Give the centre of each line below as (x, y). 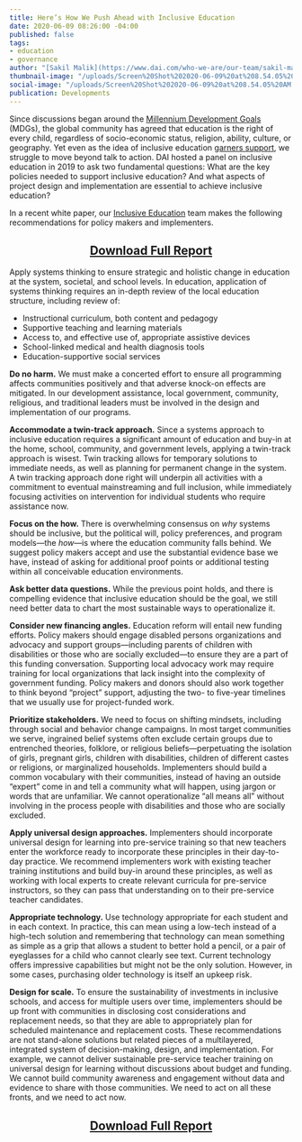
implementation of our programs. (71, 412)
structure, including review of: (65, 301)
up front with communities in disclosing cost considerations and (128, 1011)
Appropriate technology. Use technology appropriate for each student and (149, 917)
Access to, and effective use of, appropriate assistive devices (136, 338)
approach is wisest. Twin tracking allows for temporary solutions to (133, 458)
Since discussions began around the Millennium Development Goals (135, 119)
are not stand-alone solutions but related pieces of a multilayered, (131, 1040)
